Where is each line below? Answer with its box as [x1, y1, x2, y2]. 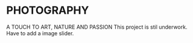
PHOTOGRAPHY [6, 4, 89, 17]
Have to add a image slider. [6, 29, 74, 36]
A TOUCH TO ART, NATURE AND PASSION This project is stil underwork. [6, 23, 188, 30]
